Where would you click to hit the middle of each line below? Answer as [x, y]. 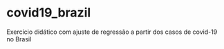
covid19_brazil [49, 13]
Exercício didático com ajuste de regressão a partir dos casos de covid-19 [112, 32]
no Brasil [19, 39]
